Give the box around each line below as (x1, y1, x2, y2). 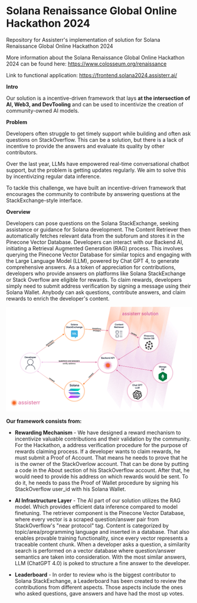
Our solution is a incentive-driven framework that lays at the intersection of (6, 94, 191, 102)
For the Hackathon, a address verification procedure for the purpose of (14, 441, 188, 448)
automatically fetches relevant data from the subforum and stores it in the (6, 232, 185, 239)
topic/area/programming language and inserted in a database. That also (14, 528, 190, 535)
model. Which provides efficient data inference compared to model (14, 503, 178, 510)
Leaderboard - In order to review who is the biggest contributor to (14, 571, 176, 578)
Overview (6, 208, 31, 215)
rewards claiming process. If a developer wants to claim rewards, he (14, 448, 181, 455)
